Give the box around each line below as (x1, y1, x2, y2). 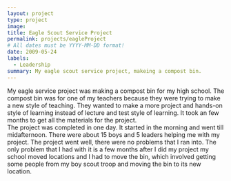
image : (7, 23, 26, 30)
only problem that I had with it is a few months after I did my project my (7, 145, 209, 153)
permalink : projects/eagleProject (7, 36, 107, 43)
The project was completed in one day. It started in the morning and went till (7, 123, 224, 131)
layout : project (7, 10, 54, 17)
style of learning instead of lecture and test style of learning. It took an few (7, 108, 219, 117)
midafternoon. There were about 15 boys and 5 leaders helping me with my (7, 130, 221, 138)
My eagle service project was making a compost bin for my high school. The (7, 87, 225, 95)
